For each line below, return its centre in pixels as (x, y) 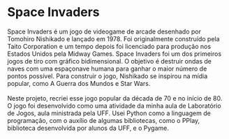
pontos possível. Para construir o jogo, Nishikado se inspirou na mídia (108, 76)
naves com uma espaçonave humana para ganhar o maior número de (107, 68)
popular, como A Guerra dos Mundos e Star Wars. (79, 83)
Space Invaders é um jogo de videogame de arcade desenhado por (104, 31)
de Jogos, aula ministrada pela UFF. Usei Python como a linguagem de (109, 113)
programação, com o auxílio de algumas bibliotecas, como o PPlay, (104, 120)
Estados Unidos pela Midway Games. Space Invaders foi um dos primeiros (114, 54)
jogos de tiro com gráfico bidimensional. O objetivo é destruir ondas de (109, 61)
